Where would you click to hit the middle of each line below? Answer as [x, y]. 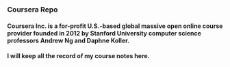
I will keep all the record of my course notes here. [78, 56]
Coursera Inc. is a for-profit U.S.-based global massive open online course [115, 26]
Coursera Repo [33, 10]
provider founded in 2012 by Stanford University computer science [104, 33]
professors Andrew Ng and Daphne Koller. [68, 40]
